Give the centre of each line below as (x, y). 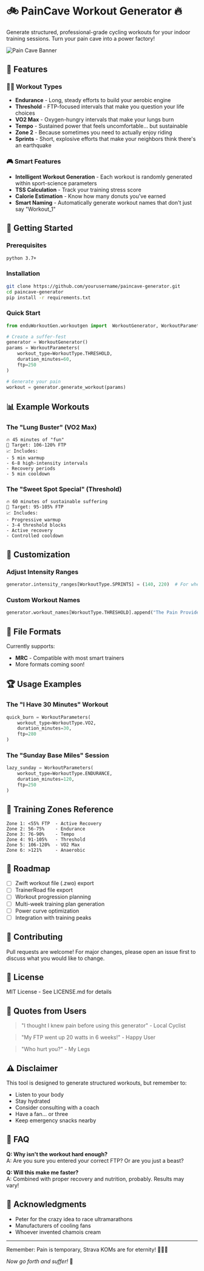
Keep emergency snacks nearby (56, 1120)
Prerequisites (26, 245)
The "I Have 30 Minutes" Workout (57, 705)
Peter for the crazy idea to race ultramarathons (74, 1219)
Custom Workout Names (43, 600)
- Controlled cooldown (35, 536)
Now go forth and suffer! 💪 (40, 1261)
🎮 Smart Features (34, 161)
